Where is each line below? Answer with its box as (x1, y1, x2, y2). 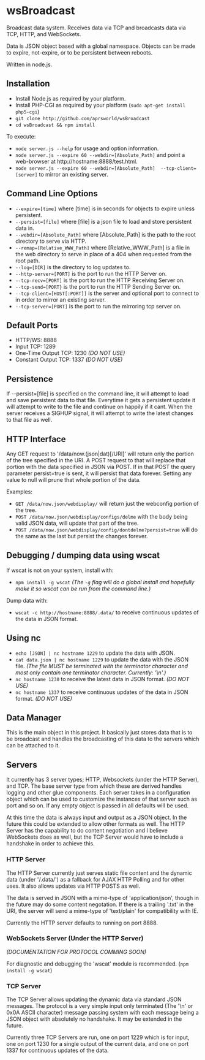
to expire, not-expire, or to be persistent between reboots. (6, 48, 153, 56)
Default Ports (6, 320, 58, 330)
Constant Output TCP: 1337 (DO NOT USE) (15, 356, 123, 364)
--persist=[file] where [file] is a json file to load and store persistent (15, 218, 192, 225)
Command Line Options (6, 188, 98, 199)
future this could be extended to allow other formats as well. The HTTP (6, 820, 185, 828)
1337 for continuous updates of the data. (6, 1047, 109, 1054)
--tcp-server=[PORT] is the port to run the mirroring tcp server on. (15, 302, 182, 310)
